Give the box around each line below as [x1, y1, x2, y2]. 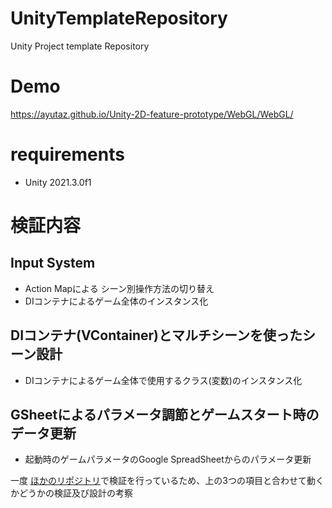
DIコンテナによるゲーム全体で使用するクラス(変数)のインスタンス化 [24, 374, 303, 386]
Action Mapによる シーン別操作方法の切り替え [24, 282, 215, 294]
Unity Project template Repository [10, 40, 150, 52]
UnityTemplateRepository [10, 7, 228, 30]
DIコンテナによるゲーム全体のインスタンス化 [24, 295, 209, 307]
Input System [10, 255, 96, 272]
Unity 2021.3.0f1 [24, 176, 92, 188]
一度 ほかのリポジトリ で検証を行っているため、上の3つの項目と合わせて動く [10, 475, 325, 487]
